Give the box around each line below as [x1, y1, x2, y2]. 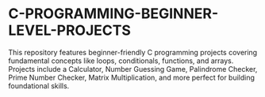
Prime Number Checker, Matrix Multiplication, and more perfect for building [8, 73, 255, 82]
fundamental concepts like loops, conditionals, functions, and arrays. [8, 56, 234, 65]
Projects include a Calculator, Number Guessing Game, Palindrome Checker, [8, 64, 258, 73]
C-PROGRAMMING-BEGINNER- [8, 5, 219, 23]
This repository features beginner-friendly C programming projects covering [8, 47, 258, 57]
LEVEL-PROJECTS [8, 21, 131, 39]
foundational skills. [8, 80, 70, 91]
